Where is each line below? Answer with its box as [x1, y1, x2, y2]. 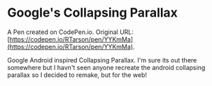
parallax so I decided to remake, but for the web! [7, 71, 147, 79]
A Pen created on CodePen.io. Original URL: [7, 28, 134, 36]
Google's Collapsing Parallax [7, 5, 178, 21]
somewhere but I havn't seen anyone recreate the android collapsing [7, 63, 206, 71]
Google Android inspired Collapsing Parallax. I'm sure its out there [7, 55, 197, 64]
